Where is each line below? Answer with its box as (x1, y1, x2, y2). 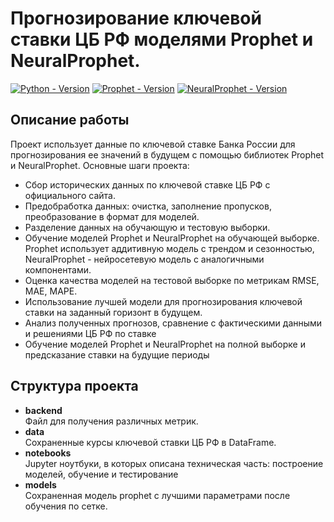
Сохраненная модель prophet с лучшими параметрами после (24, 489, 291, 501)
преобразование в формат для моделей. (24, 210, 200, 222)
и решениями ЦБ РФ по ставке (24, 327, 157, 339)
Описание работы (10, 112, 130, 129)
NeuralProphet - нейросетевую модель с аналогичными (24, 253, 265, 265)
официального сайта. (24, 189, 116, 201)
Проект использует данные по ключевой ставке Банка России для (10, 138, 296, 150)
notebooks (24, 447, 72, 459)
